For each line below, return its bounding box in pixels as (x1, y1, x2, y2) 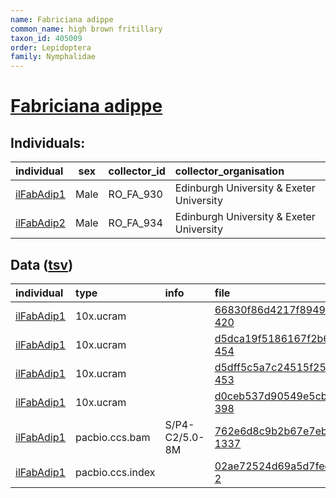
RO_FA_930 (108, 187, 163, 201)
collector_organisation (174, 164, 285, 178)
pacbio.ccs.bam (74, 430, 151, 444)
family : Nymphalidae (10, 52, 97, 62)
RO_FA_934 (108, 216, 163, 230)
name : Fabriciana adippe (10, 14, 114, 25)
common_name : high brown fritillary (10, 24, 163, 34)
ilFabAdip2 (15, 216, 66, 230)
